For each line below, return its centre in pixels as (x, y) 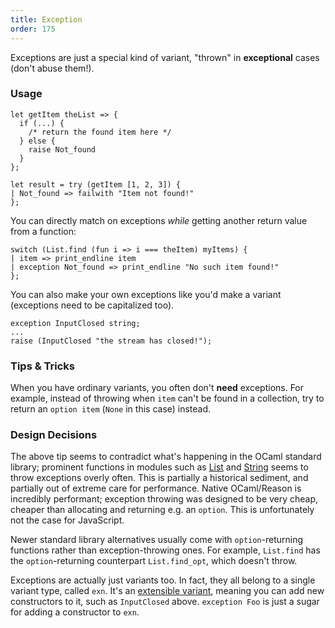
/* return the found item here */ (100, 132)
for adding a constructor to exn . (75, 612)
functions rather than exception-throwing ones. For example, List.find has (165, 550)
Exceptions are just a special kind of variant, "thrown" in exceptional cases (165, 57)
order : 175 (33, 29)
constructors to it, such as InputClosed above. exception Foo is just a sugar (165, 602)
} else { (37, 141)
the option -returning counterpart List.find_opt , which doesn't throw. (154, 561)
